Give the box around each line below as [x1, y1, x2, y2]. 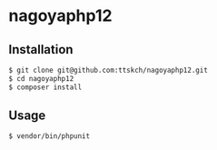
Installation [8, 42, 74, 57]
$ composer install [8, 83, 83, 92]
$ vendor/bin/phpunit [8, 132, 91, 141]
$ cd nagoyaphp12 [8, 74, 74, 83]
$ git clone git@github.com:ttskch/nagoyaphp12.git [8, 65, 208, 75]
